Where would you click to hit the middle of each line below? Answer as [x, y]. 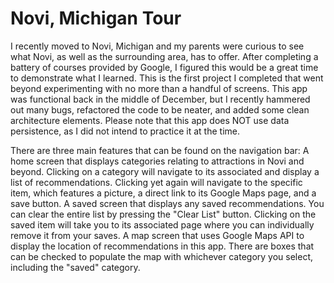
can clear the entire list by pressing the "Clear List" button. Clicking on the [163, 214]
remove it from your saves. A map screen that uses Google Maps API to [157, 235]
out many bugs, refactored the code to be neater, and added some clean [160, 109]
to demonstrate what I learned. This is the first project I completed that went [167, 78]
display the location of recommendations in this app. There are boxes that [162, 246]
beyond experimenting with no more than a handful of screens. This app [159, 88]
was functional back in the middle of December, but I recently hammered [160, 99]
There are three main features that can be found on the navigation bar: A [160, 150]
